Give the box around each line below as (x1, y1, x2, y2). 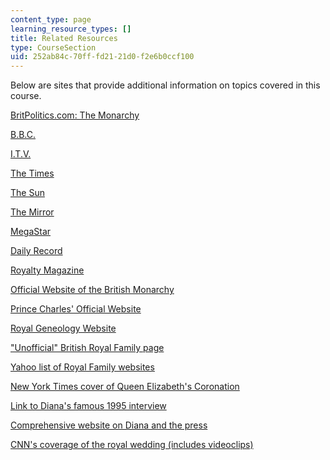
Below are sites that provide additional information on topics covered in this (10, 79, 321, 91)
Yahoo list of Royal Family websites (10, 361, 155, 373)
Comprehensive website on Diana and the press (10, 419, 208, 431)
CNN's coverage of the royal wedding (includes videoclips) (10, 439, 254, 451)
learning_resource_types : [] (10, 24, 132, 34)
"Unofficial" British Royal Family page (10, 342, 165, 354)
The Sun (10, 187, 45, 199)
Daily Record (10, 245, 63, 257)
